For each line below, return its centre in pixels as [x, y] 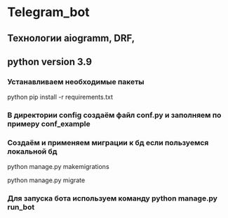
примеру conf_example [49, 124]
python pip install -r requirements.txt [60, 97]
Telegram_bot [48, 12]
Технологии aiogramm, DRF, [71, 38]
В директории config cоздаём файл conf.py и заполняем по [114, 115]
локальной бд [32, 151]
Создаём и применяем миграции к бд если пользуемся [108, 143]
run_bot [21, 207]
